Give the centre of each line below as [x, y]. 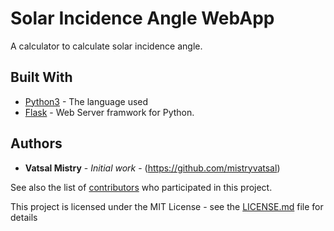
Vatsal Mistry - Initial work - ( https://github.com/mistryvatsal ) [152, 168]
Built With [41, 77]
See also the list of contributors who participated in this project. [141, 187]
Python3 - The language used [86, 101]
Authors [36, 143]
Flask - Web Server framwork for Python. [109, 112]
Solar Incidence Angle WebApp [142, 18]
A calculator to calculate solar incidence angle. [106, 46]
